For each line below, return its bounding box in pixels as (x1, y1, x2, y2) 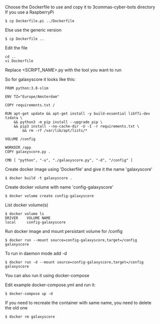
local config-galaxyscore (5, 220, 66, 225)
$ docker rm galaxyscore (5, 314, 55, 319)
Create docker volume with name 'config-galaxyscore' (5, 184, 114, 190)
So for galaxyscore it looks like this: (5, 77, 76, 82)
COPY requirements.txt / (5, 103, 55, 108)
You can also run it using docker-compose (5, 273, 89, 278)
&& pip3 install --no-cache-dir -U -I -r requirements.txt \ (14, 124, 139, 129)
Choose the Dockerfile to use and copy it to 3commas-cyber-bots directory (5, 4, 156, 10)
